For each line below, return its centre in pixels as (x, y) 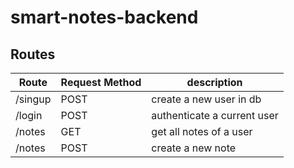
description (214, 82)
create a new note (194, 148)
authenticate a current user (215, 115)
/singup (33, 99)
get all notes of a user (202, 131)
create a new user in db (206, 99)
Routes (33, 54)
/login (29, 115)
